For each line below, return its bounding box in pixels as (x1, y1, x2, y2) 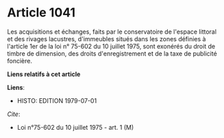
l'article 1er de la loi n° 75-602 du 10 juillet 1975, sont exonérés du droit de (7, 42, 216, 50)
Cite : (7, 110, 21, 118)
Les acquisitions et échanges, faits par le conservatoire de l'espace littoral (7, 27, 217, 36)
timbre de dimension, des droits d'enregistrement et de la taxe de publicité (7, 49, 217, 58)
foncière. (7, 56, 33, 65)
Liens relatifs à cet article (7, 70, 81, 78)
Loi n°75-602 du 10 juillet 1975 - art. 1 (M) (16, 123, 134, 131)
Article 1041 (7, 5, 75, 21)
